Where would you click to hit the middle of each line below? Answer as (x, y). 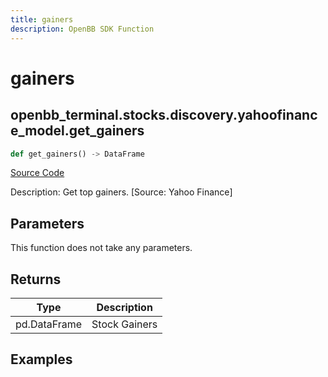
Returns (36, 279)
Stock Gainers (124, 324)
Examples (41, 359)
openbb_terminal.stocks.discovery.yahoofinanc (164, 115)
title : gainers (42, 19)
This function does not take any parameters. (101, 248)
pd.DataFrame (49, 324)
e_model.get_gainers (77, 131)
